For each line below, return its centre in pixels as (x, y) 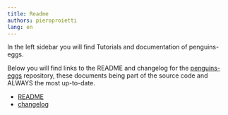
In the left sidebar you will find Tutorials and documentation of (97, 47)
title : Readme (28, 14)
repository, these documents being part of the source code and (116, 75)
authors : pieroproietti (42, 20)
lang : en (20, 27)
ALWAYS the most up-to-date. (51, 83)
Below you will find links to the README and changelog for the (98, 68)
